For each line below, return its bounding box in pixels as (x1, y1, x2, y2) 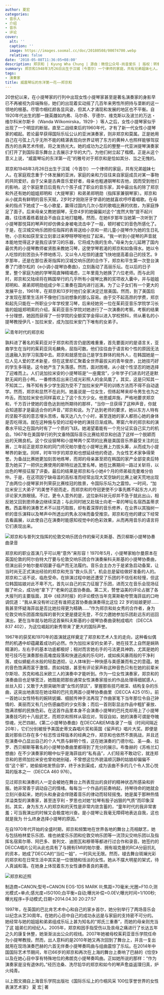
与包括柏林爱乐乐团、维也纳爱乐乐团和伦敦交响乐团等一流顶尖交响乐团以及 (5, 832, 155, 838)
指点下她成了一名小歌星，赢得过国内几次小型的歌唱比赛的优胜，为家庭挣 (13, 202, 159, 208)
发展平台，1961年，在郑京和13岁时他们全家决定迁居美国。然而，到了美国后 (5, 288, 155, 294)
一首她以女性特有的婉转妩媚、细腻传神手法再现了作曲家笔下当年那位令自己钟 (5, 695, 159, 701)
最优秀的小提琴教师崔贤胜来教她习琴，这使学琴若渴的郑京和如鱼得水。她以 (5, 245, 155, 251)
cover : (5, 35, 19, 40)
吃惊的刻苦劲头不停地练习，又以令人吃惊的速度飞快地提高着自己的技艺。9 (9, 251, 158, 257)
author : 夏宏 (5, 7, 30, 12)
